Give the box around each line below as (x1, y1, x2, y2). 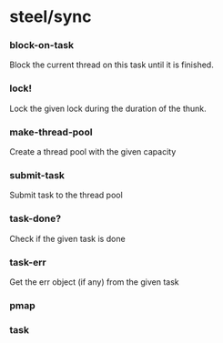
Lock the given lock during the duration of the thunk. (9, 103, 207, 114)
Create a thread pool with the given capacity (9, 146, 177, 157)
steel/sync (9, 6, 92, 27)
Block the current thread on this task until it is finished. (9, 59, 214, 70)
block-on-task (9, 39, 75, 52)
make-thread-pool (9, 126, 93, 138)
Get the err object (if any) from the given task (9, 276, 179, 288)
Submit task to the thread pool (9, 189, 123, 201)
